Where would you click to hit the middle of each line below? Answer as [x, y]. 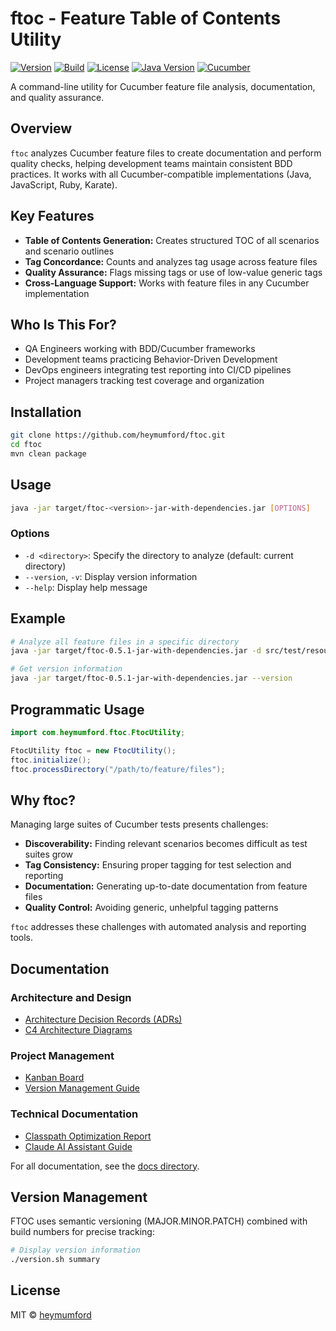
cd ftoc [26, 445]
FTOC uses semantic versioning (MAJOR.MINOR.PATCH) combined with [159, 1221]
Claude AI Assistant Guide [78, 1146]
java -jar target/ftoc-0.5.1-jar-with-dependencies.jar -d [136, 651]
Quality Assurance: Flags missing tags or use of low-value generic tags [173, 272]
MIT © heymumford [51, 1314]
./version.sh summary [55, 1260]
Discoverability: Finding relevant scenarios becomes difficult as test [166, 844]
